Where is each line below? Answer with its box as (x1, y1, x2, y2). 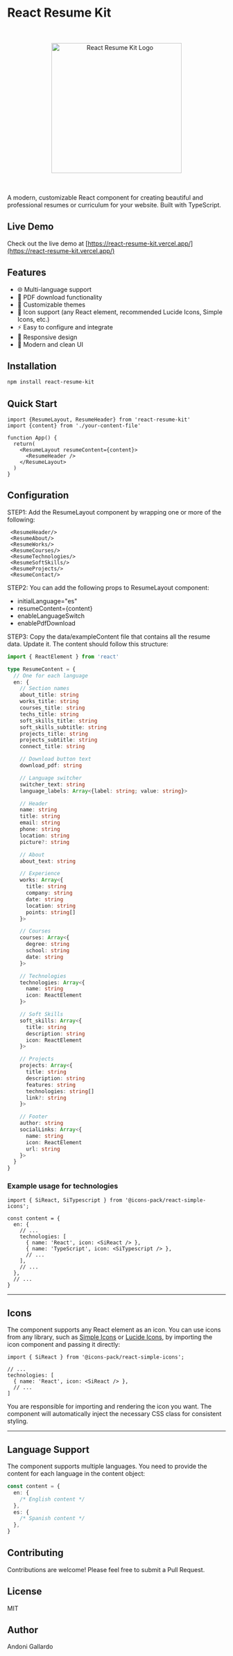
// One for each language (13, 672, 89, 679)
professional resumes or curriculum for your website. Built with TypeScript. (7, 200, 222, 209)
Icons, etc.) (17, 315, 50, 323)
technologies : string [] (25, 1087, 95, 1095)
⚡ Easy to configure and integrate (17, 322, 113, 331)
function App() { (7, 435, 58, 442)
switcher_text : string (19, 781, 85, 788)
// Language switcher (19, 775, 82, 782)
